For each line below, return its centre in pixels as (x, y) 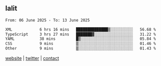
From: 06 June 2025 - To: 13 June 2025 (48, 20)
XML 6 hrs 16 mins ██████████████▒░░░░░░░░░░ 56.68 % (81, 29)
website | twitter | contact (32, 58)
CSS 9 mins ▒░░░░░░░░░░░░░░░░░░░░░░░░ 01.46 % (81, 44)
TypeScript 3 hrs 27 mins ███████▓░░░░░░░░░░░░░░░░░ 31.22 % (81, 34)
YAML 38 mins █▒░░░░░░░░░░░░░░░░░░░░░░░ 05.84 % (81, 39)
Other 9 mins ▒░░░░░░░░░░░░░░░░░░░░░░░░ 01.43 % (81, 49)
